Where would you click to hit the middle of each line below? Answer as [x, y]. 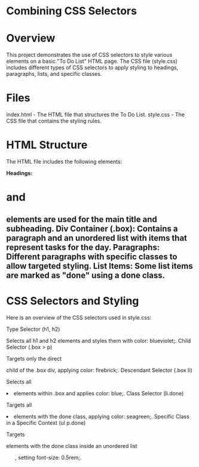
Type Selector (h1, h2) [33, 329]
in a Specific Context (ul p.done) [46, 423]
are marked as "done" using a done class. [86, 275]
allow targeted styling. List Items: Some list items [99, 266]
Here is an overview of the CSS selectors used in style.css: [79, 317]
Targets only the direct [34, 358]
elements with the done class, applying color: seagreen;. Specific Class [102, 416]
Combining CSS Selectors [72, 11]
